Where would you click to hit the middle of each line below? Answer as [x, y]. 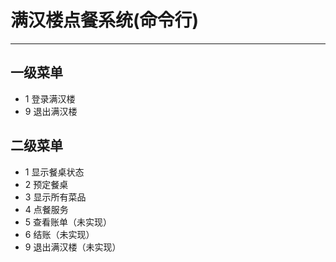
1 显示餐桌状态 [54, 172]
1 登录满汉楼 [50, 98]
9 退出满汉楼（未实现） [73, 247]
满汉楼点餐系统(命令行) [105, 20]
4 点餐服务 [46, 209]
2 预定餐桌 [46, 184]
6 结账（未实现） [59, 234]
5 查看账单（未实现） [68, 222]
